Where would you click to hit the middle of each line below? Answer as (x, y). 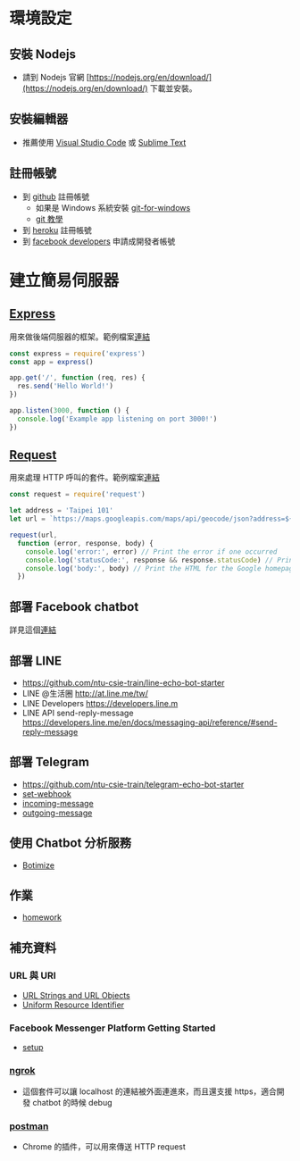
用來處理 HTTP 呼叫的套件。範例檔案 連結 (85, 478)
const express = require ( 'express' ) (77, 354)
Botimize (38, 865)
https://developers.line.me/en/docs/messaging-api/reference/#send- (150, 722)
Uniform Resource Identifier (73, 1005)
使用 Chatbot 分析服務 (71, 844)
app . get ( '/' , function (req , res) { (77, 378)
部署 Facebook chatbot (74, 607)
